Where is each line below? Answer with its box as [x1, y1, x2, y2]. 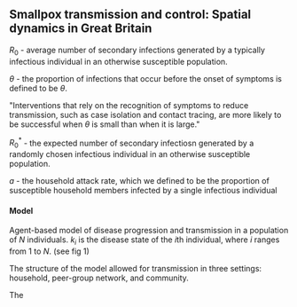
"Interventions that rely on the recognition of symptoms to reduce [9, 99, 249, 110]
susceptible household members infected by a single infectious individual [9, 185, 277, 196]
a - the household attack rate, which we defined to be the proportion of [9, 176, 270, 186]
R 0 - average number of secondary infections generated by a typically [9, 44, 266, 57]
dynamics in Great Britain [9, 21, 152, 36]
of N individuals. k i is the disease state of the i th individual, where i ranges [9, 234, 280, 248]
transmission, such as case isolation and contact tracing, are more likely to [9, 109, 282, 120]
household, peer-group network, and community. [9, 272, 189, 283]
